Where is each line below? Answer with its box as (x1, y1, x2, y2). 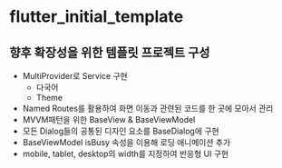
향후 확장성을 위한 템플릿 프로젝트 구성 (9, 44, 210, 60)
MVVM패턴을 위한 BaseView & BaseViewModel (22, 114, 196, 124)
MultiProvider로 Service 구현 (22, 71, 129, 81)
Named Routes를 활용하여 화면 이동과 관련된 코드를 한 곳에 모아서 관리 (22, 103, 274, 114)
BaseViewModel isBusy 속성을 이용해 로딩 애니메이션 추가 (22, 137, 231, 147)
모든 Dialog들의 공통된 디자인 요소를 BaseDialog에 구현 (22, 125, 219, 136)
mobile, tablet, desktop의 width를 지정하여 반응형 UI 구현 (22, 148, 229, 159)
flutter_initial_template (9, 6, 184, 27)
